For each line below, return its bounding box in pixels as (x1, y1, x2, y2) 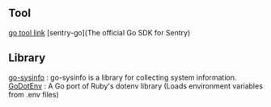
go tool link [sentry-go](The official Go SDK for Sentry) (8, 27, 191, 37)
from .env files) (8, 89, 59, 99)
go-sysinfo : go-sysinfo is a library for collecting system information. (8, 72, 237, 82)
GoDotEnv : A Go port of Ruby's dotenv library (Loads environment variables (8, 80, 263, 91)
